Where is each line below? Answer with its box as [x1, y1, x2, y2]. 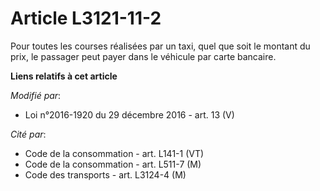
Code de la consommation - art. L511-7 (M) [24, 158, 202, 170]
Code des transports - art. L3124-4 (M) [24, 168, 187, 181]
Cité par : [10, 128, 47, 140]
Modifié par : [10, 89, 62, 101]
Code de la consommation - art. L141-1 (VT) [24, 147, 205, 159]
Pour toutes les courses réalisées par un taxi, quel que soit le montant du [10, 40, 311, 52]
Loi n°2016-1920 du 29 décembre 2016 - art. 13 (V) [24, 108, 235, 121]
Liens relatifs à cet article [10, 70, 118, 82]
